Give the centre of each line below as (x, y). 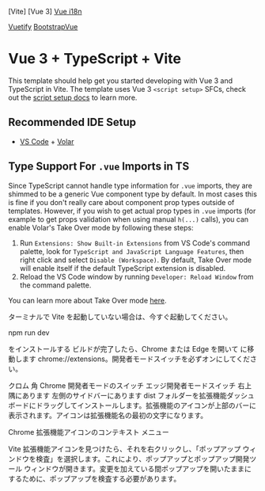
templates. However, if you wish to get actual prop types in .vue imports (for (132, 211)
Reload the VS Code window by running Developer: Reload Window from (137, 276)
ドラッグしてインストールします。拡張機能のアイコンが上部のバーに (146, 405)
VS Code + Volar (47, 141)
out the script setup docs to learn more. (73, 97)
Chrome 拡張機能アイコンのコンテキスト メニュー (89, 432)
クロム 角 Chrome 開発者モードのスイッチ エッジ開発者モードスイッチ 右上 (130, 385)
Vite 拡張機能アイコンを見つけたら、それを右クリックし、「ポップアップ (125, 449)
